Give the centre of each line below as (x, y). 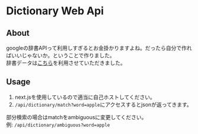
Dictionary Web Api (55, 11)
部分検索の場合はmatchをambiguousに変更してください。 (76, 117)
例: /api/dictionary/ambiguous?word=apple (58, 124)
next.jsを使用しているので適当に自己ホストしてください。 (85, 97)
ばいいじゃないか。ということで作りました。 (61, 55)
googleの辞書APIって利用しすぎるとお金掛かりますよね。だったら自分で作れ (99, 48)
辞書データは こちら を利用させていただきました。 (66, 63)
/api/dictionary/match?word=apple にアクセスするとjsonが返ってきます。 (103, 104)
